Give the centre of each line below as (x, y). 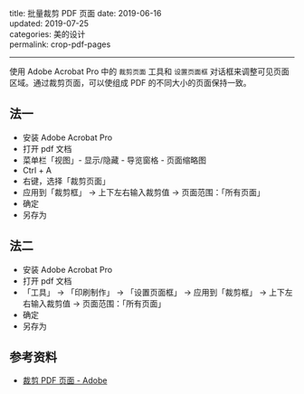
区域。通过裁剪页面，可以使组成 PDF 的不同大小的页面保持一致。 (130, 83)
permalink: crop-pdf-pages (60, 44)
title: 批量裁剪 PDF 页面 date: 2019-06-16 (85, 13)
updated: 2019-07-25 (49, 23)
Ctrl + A (37, 170)
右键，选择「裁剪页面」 (66, 181)
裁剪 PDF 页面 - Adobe (65, 380)
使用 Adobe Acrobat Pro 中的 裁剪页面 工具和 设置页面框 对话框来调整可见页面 (149, 71)
